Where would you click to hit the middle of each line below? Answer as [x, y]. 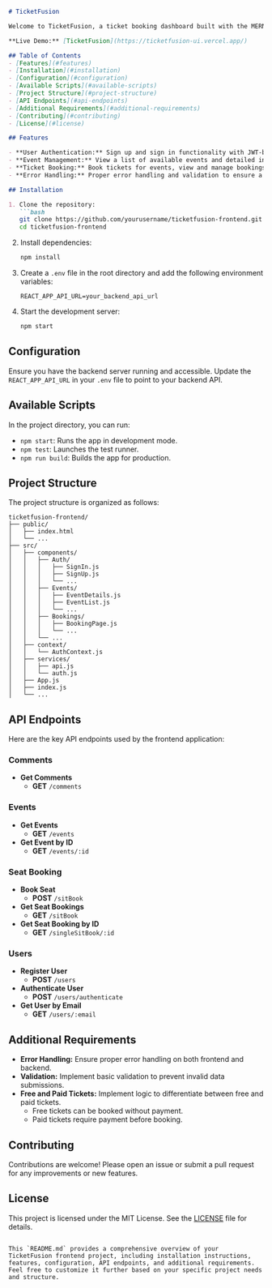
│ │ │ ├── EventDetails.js [65, 596]
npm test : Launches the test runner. [79, 449]
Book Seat [38, 890]
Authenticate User [52, 988]
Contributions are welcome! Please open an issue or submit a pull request [132, 1164]
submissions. [42, 1085]
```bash [32, 212]
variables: [36, 281]
